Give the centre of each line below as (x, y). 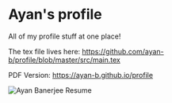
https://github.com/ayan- (123, 51)
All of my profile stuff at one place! (65, 36)
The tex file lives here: (44, 51)
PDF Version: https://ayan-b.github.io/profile (80, 75)
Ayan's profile (55, 15)
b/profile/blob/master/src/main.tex (64, 60)
